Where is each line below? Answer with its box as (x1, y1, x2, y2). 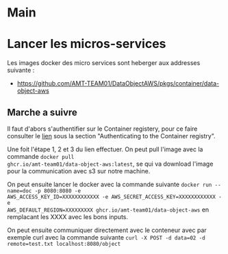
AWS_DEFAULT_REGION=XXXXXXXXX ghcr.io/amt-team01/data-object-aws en (7, 205, 210, 214)
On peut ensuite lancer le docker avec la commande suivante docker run (7, 180, 212, 188)
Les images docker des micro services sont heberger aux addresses (7, 59, 201, 67)
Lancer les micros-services (7, 36, 166, 52)
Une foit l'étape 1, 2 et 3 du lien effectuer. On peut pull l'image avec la (7, 145, 203, 153)
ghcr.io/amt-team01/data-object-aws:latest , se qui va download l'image (7, 160, 214, 168)
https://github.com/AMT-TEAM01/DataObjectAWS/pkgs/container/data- (16, 79, 220, 88)
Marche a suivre (7, 106, 77, 118)
